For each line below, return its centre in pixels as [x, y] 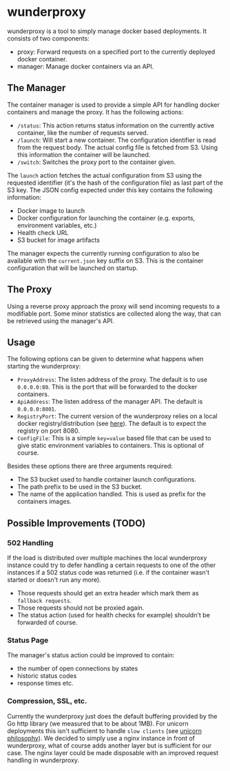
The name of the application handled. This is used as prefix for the [112, 494]
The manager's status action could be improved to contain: [91, 655]
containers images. [44, 502]
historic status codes [47, 676]
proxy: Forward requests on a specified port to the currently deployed [116, 52]
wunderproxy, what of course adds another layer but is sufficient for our [109, 746]
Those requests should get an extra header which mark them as [108, 593]
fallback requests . [44, 601]
